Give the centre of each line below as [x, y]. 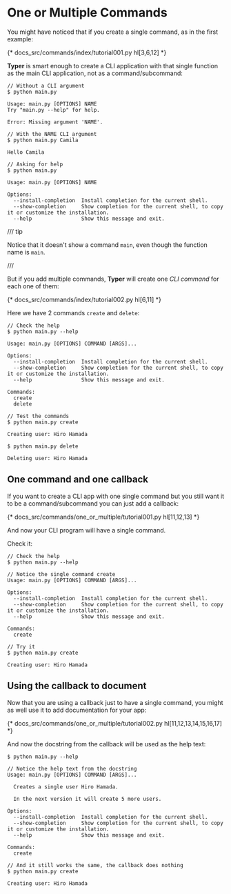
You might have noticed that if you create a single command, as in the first [113, 32]
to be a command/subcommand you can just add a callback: [93, 503]
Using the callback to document [77, 686]
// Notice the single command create [61, 574]
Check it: [20, 544]
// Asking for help [35, 164]
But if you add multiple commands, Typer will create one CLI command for [113, 279]
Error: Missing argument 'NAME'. [55, 122]
